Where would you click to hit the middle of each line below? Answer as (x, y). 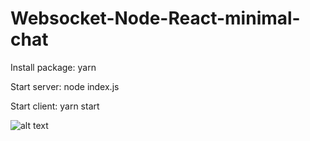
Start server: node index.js (65, 86)
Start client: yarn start (55, 106)
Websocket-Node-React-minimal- (155, 18)
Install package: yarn (53, 67)
